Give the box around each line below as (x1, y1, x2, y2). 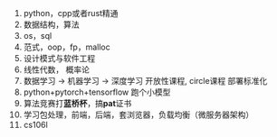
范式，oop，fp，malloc (23, 41, 111, 52)
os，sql (23, 31, 53, 41)
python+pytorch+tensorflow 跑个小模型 (23, 87, 171, 97)
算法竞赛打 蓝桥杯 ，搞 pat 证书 (23, 98, 132, 108)
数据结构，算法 (23, 19, 80, 30)
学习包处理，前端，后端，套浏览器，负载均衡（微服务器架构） (23, 109, 254, 120)
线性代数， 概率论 (23, 64, 90, 75)
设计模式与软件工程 (23, 53, 96, 63)
